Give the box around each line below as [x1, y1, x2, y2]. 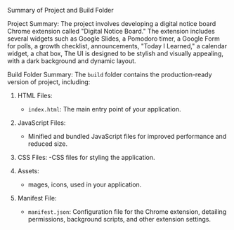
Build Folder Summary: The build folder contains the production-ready [7, 70, 212, 79]
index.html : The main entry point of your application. [27, 105, 181, 113]
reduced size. [27, 140, 68, 148]
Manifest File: [17, 194, 58, 202]
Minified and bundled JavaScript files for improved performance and [27, 133, 227, 140]
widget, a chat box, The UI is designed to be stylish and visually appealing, [7, 49, 223, 57]
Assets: [17, 167, 40, 175]
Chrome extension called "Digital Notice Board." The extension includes [7, 27, 216, 35]
